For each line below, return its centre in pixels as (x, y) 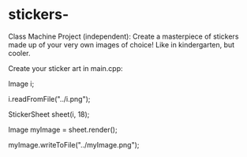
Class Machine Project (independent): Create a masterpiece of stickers (123, 36)
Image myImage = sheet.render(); (63, 129)
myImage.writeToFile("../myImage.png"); (74, 144)
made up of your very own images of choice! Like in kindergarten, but (122, 44)
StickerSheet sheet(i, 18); (49, 114)
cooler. (19, 53)
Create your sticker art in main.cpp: (66, 68)
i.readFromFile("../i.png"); (49, 99)
